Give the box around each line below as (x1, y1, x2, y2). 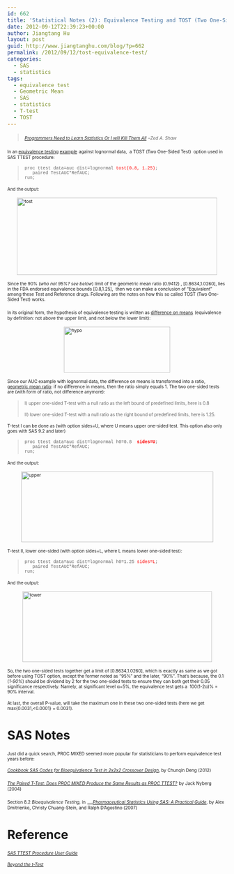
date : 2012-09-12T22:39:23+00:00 (7, 23, 104, 30)
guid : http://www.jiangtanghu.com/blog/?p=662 (7, 43, 145, 50)
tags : (7, 75, 23, 82)
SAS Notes (7, 727, 71, 743)
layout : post (7, 36, 45, 43)
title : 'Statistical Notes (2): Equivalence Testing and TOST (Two (7, 17, 208, 24)
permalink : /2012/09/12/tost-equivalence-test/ (7, 50, 148, 56)
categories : (7, 56, 42, 63)
